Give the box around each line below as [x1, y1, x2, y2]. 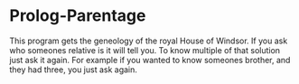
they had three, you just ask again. [9, 64, 138, 75]
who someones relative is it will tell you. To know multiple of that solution [9, 44, 281, 55]
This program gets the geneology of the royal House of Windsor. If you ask [9, 35, 288, 46]
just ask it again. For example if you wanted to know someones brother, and [9, 54, 291, 65]
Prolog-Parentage [9, 5, 146, 26]
